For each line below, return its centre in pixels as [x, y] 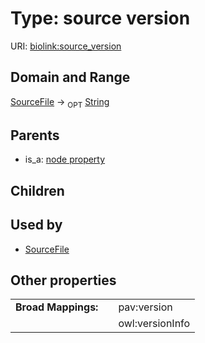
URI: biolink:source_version [66, 46]
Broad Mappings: [57, 307]
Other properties [63, 280]
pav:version [145, 307]
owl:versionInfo [154, 324]
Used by [36, 225]
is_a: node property [65, 159]
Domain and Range [70, 77]
